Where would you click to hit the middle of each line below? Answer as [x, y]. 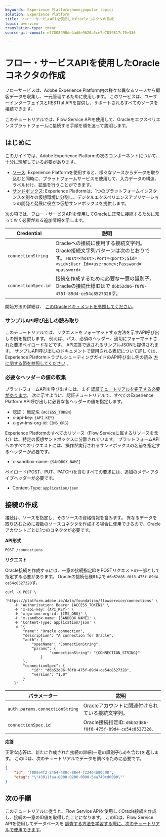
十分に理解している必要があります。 [42, 162]
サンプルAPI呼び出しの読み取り [42, 320]
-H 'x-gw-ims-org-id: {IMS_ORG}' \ [51, 614]
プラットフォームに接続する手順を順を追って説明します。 [72, 125]
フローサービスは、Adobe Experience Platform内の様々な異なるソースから [81, 90]
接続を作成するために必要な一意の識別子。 [105, 278]
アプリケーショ [144, 197]
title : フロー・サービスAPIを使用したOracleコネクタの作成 [60, 19]
